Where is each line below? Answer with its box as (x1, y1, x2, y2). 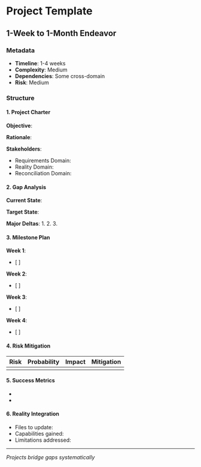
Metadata (6, 46, 35, 55)
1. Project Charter (6, 109, 51, 116)
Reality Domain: (14, 163, 54, 170)
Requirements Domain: (14, 157, 71, 164)
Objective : (6, 122, 33, 129)
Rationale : (6, 134, 32, 140)
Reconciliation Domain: (14, 170, 72, 176)
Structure (6, 94, 35, 102)
